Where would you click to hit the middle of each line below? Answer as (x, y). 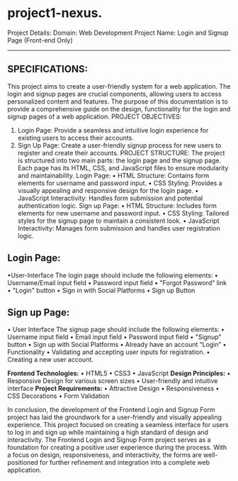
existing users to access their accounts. (76, 138)
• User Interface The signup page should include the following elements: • (116, 330)
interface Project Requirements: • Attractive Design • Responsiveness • (113, 389)
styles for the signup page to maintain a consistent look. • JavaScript (118, 221)
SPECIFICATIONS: (48, 69)
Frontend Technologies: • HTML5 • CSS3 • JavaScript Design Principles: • (119, 373)
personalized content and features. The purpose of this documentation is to (118, 101)
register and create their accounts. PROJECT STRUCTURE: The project (121, 153)
